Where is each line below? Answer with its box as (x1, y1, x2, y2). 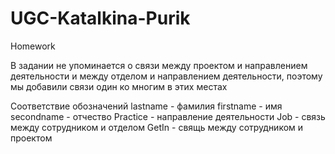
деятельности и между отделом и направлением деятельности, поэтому (10, 70, 323, 82)
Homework (10, 40, 56, 52)
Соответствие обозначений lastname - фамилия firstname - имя (10, 100, 283, 112)
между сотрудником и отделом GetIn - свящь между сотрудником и (10, 121, 304, 133)
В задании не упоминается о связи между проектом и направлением (10, 59, 308, 71)
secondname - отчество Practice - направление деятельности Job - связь (10, 110, 326, 122)
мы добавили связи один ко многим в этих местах (10, 80, 228, 92)
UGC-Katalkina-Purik (10, 7, 191, 30)
